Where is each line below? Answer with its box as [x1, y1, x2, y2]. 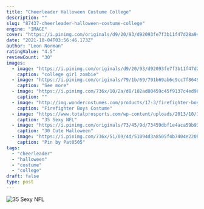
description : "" [6, 15, 47, 21]
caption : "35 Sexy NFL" [17, 116, 78, 122]
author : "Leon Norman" [6, 43, 64, 49]
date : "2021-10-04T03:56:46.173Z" [6, 37, 94, 43]
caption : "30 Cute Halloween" [17, 128, 94, 134]
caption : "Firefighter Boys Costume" [17, 105, 113, 112]
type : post [6, 179, 34, 185]
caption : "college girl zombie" [17, 71, 99, 77]
